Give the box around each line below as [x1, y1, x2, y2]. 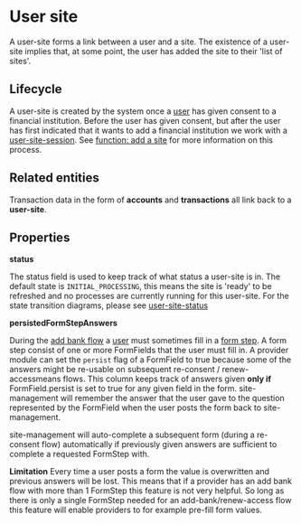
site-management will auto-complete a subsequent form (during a [9, 429, 255, 440]
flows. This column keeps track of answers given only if [62, 373, 272, 385]
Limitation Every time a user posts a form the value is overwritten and [9, 466, 269, 477]
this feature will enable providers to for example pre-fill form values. [9, 504, 262, 516]
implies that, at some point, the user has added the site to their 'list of [24, 45, 283, 56]
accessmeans [9, 373, 61, 385]
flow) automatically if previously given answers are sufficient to [42, 439, 277, 450]
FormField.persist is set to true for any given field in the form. [9, 383, 238, 394]
